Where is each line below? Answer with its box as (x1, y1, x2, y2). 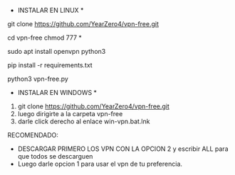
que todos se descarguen (17, 152, 93, 160)
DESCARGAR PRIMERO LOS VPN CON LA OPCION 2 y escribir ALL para (17, 145, 229, 153)
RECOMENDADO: (7, 131, 59, 139)
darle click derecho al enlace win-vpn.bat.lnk (17, 117, 150, 125)
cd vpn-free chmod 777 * (7, 33, 82, 42)
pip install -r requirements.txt (7, 61, 93, 69)
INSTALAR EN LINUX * (17, 6, 84, 14)
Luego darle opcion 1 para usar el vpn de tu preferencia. (17, 159, 183, 168)
